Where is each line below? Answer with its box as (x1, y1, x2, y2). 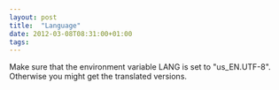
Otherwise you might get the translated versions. (9, 71, 188, 82)
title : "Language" (9, 21, 81, 30)
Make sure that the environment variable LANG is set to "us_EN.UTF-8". (9, 62, 272, 72)
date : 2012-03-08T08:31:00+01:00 (9, 29, 133, 38)
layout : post (9, 12, 58, 22)
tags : (9, 37, 29, 47)
